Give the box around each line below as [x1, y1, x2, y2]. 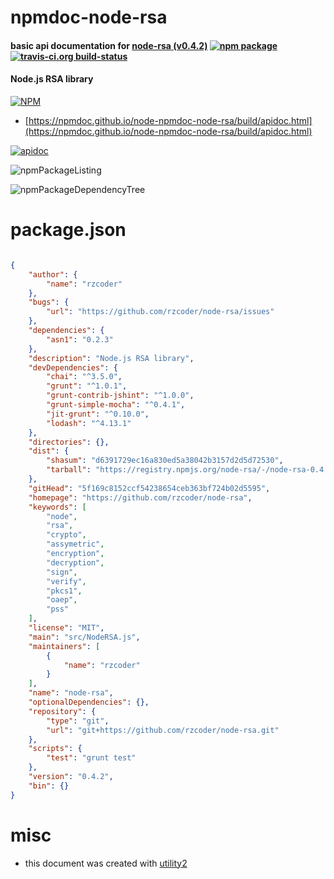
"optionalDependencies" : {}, [28, 697, 150, 708]
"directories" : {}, [28, 437, 110, 447]
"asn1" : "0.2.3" [46, 334, 114, 345]
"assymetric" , [46, 539, 105, 550]
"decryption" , [46, 557, 105, 568]
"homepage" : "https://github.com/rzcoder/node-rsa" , [28, 492, 253, 503]
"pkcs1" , [46, 586, 83, 596]
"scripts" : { [28, 744, 83, 754]
